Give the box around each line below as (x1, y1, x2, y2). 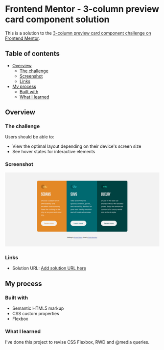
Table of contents (5, 50, 60, 58)
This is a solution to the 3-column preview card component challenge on (5, 30, 152, 36)
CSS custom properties (12, 310, 60, 316)
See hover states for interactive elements (12, 149, 95, 155)
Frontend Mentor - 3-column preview (5, 3, 160, 15)
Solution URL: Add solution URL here (12, 265, 87, 271)
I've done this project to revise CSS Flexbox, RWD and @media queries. (5, 339, 150, 345)
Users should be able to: (5, 134, 55, 140)
